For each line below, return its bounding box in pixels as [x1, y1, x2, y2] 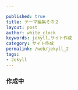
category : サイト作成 [6, 41, 54, 46]
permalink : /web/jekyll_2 [6, 46, 69, 52]
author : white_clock [6, 30, 56, 35]
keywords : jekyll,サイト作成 [6, 35, 73, 41]
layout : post [6, 24, 38, 30]
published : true [6, 13, 45, 19]
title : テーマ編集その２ [6, 19, 59, 25]
